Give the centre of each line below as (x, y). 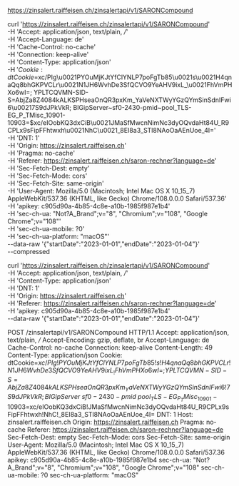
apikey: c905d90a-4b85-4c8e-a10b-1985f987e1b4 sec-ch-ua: (100, 460)
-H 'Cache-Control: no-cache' (52, 47)
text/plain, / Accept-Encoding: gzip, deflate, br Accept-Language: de (108, 340)
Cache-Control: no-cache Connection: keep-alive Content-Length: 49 (110, 348)
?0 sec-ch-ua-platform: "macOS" (90, 475)
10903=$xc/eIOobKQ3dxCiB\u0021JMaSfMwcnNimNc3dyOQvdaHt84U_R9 (118, 123)
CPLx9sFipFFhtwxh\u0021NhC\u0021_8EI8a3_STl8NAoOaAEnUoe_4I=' (112, 130)
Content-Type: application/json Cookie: (65, 355)
